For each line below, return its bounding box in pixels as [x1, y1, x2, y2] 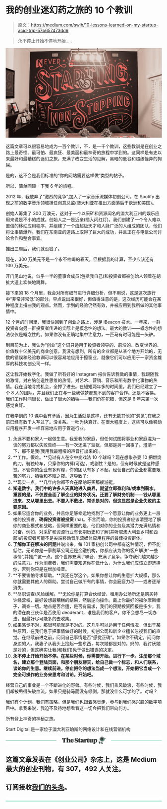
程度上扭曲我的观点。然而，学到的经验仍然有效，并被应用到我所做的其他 [9, 302, 158, 308]
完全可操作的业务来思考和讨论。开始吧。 [12, 671, 96, 678]
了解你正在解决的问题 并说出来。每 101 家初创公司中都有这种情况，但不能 [12, 541, 161, 547]
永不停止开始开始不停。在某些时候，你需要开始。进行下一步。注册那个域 [12, 653, 161, 659]
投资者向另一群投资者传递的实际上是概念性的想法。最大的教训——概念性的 [5, 325, 158, 331]
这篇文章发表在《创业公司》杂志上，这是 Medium [5, 755, 157, 764]
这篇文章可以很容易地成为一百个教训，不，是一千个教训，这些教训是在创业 [5, 144, 158, 149]
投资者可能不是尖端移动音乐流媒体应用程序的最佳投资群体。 [23, 535, 145, 541]
